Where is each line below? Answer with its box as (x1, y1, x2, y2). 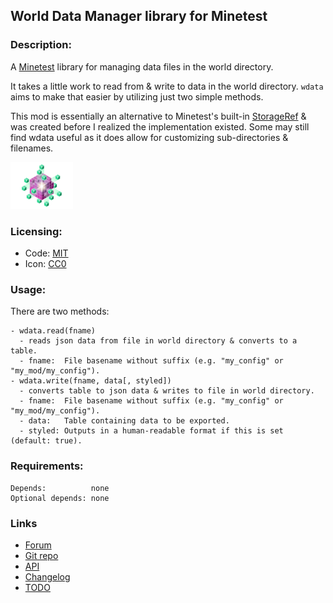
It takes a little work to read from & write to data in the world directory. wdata (10, 80, 324, 92)
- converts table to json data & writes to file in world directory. (19, 386, 315, 396)
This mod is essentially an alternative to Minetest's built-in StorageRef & (10, 110, 307, 122)
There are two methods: (10, 305, 110, 318)
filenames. (10, 142, 54, 154)
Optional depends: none (10, 493, 110, 503)
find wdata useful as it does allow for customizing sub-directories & (10, 131, 289, 143)
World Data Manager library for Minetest (10, 8, 268, 25)
